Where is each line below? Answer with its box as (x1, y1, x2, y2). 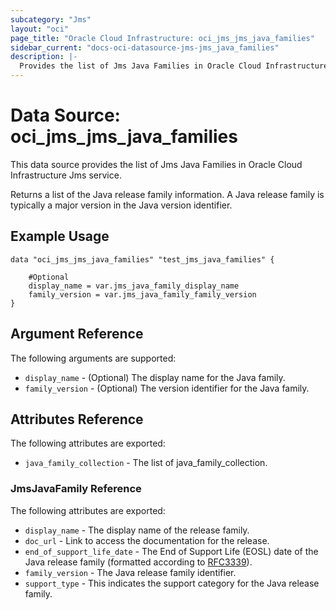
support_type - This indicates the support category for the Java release (24, 577, 320, 589)
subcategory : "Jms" (10, 14, 92, 25)
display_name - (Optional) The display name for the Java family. (24, 371, 286, 383)
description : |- (10, 52, 78, 62)
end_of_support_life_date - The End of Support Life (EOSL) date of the (24, 545, 319, 557)
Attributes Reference (10, 411, 144, 428)
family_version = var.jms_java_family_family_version (28, 289, 257, 300)
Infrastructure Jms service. (10, 169, 122, 181)
